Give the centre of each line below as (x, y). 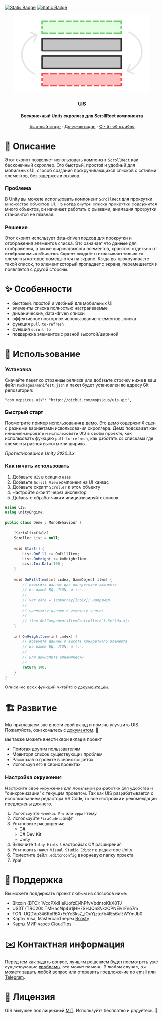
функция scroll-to (31, 329)
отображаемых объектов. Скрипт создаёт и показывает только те (74, 254)
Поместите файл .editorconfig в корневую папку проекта (73, 855)
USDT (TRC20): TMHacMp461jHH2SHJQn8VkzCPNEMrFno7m (75, 908)
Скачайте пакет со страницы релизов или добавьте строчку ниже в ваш (81, 380)
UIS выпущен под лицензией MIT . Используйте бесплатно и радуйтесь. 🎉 (81, 1011)
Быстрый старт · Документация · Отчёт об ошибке (82, 127)
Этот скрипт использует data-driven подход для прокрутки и (68, 238)
